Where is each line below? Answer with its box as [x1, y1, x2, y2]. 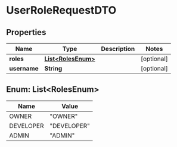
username [9, 65, 39, 72]
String [44, 65, 63, 72]
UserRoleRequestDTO [6, 4, 117, 17]
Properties [6, 27, 46, 37]
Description [101, 45, 135, 53]
